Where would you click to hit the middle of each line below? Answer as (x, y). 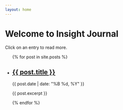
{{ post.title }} (34, 72)
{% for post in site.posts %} (40, 57)
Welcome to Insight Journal (62, 33)
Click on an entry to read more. (36, 47)
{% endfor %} (26, 103)
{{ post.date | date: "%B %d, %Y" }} (48, 84)
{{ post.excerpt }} (30, 93)
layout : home (18, 10)
